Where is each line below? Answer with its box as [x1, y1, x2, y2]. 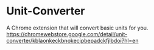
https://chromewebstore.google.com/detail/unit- [6, 30, 128, 37]
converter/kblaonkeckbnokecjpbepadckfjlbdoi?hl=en [6, 37, 139, 44]
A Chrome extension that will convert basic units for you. [6, 24, 149, 31]
